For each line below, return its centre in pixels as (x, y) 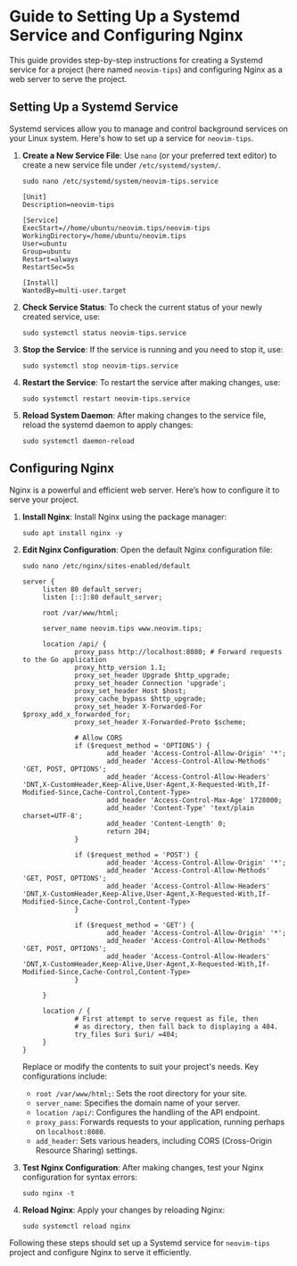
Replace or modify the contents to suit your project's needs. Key (140, 1066)
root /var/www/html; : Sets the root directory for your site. (141, 1093)
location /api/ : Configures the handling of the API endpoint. (148, 1112)
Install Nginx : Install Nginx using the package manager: (124, 517)
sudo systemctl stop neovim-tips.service (100, 366)
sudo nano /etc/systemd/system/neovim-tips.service (120, 181)
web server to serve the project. (68, 79)
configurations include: (65, 1076)
